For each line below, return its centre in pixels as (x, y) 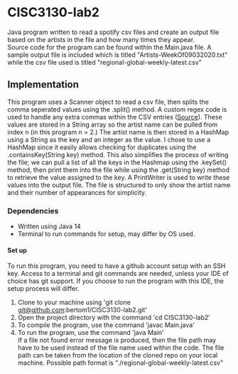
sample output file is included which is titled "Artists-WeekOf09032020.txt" (118, 55)
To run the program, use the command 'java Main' (91, 333)
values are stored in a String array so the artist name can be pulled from (113, 124)
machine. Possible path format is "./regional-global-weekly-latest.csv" (120, 363)
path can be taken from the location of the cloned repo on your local (118, 356)
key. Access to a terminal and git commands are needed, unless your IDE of (118, 274)
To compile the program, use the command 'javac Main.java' (106, 325)
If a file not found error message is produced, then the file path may (117, 340)
